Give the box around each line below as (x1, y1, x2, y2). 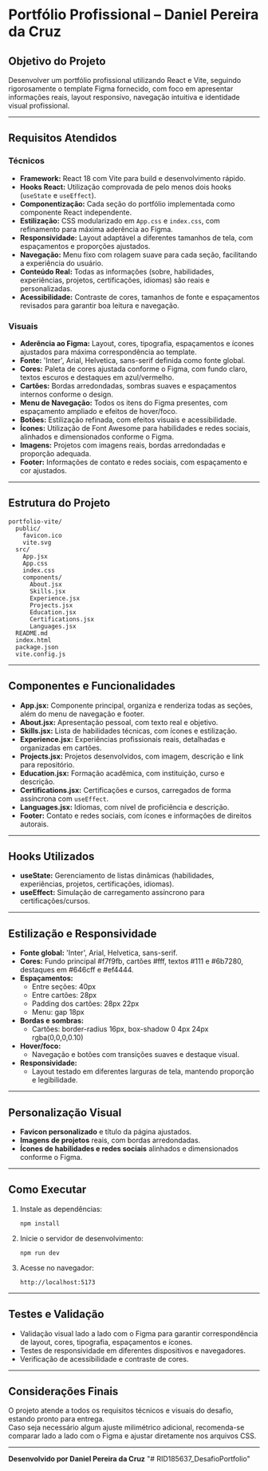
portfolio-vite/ (8, 517, 62, 526)
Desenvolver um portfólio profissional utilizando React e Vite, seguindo (8, 76, 242, 85)
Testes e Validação (8, 1307, 104, 1321)
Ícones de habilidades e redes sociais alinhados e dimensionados (19, 1144, 239, 1154)
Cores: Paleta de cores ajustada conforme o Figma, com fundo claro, (19, 364, 248, 373)
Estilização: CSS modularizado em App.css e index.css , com (19, 215, 221, 225)
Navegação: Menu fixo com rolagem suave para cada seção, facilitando (19, 250, 258, 259)
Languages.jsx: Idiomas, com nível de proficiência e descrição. (19, 802, 230, 811)
